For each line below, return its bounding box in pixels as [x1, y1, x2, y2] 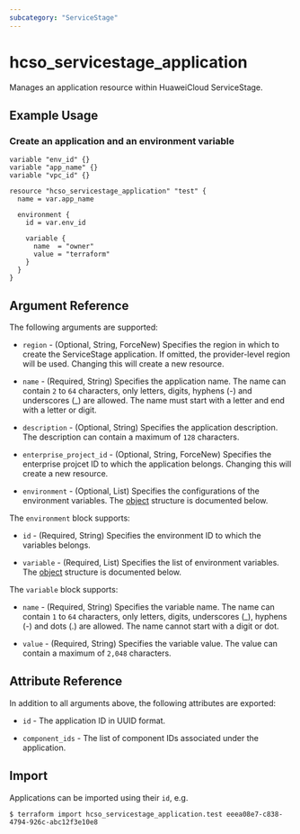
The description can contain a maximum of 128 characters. [22, 431, 240, 442]
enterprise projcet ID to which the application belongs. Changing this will [22, 458, 292, 469]
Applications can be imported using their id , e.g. [9, 792, 189, 802]
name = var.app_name [17, 195, 94, 204]
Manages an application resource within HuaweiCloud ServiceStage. [9, 82, 263, 93]
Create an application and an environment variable [9, 134, 235, 147]
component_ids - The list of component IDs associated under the [22, 732, 259, 743]
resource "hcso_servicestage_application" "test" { [9, 186, 207, 196]
